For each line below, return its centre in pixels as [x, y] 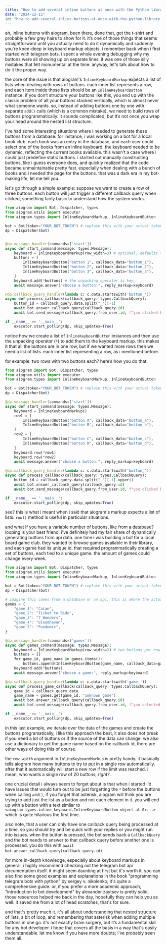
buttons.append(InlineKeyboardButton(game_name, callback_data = [90, 664]
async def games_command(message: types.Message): [58, 645]
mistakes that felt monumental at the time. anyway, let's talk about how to [80, 64]
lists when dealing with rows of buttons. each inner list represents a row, [79, 85]
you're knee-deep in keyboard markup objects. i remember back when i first [83, 49]
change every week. [26, 558]
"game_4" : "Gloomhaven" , [40, 622]
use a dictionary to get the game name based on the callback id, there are [80, 743]
